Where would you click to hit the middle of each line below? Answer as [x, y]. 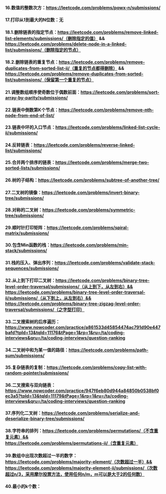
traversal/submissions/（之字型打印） [45, 309]
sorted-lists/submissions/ [33, 168]
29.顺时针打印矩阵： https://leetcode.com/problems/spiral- [67, 227]
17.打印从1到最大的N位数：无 [34, 20]
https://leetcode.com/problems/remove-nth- [106, 110]
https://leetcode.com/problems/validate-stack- [105, 262]
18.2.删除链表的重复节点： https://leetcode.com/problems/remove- [75, 62]
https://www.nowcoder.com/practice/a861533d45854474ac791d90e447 [83, 328]
